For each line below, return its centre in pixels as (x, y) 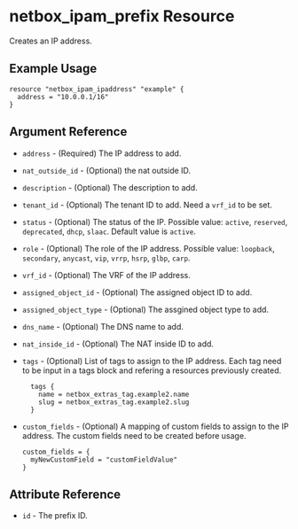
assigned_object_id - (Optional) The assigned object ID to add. (137, 292)
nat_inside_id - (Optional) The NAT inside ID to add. (118, 344)
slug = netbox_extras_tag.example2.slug (114, 402)
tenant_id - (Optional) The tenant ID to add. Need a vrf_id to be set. (147, 205)
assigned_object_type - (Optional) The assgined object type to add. (145, 309)
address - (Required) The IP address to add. (102, 153)
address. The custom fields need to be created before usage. (134, 435)
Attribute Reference (65, 494)
